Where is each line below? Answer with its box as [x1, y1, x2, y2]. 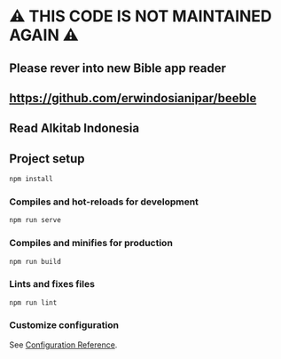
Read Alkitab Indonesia [9, 121, 140, 136]
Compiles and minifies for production [9, 237, 173, 250]
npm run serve [9, 216, 62, 225]
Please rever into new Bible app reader [9, 60, 226, 76]
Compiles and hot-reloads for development [9, 195, 199, 208]
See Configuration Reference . [9, 339, 118, 350]
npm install [9, 175, 53, 184]
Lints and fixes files [9, 278, 96, 291]
